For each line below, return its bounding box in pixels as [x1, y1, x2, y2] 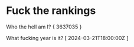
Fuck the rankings [6, 4, 96, 17]
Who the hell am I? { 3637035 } [6, 23, 82, 30]
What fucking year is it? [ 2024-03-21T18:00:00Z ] [6, 34, 129, 41]
